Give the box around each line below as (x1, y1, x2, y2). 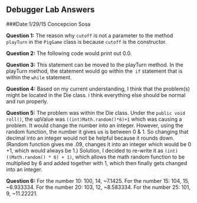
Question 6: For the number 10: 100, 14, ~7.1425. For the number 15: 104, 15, (6, 177, 190, 184)
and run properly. (6, 98, 48, 105)
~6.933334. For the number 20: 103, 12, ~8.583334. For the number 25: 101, (6, 183, 191, 191)
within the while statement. (6, 73, 72, 80)
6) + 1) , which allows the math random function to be (53, 153, 185, 160)
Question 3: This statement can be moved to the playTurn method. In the (6, 61, 184, 68)
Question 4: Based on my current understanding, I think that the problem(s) (6, 85, 191, 92)
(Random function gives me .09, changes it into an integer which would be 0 (6, 140, 192, 147)
